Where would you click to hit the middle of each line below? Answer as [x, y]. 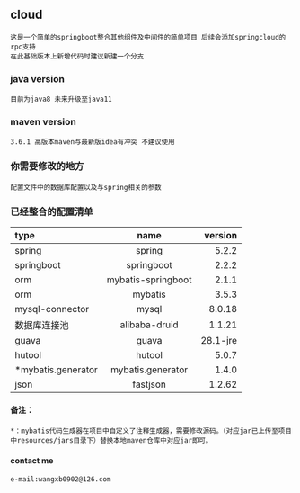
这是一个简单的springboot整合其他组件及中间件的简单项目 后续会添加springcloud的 [148, 37]
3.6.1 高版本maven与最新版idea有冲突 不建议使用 [93, 142]
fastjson [150, 384]
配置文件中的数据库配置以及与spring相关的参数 [86, 187]
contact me [32, 460]
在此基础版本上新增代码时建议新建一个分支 [77, 56]
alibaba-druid [149, 325]
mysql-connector [52, 309]
